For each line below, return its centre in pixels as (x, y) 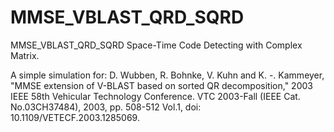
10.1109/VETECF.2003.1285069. (75, 117)
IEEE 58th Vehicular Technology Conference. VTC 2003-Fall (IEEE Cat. (155, 96)
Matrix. (25, 55)
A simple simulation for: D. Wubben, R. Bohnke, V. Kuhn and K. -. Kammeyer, (167, 75)
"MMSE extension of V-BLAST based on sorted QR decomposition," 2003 (161, 85)
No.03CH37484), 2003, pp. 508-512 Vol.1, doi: (106, 107)
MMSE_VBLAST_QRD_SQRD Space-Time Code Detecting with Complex (156, 45)
